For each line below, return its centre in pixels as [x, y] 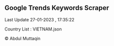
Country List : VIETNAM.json [33, 29]
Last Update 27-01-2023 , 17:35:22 [39, 19]
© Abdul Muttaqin [23, 38]
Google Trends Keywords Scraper [57, 8]
